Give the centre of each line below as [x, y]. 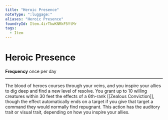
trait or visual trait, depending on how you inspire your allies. [67, 112]
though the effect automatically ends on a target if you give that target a [79, 101]
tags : [11, 28]
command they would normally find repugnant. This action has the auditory [82, 107]
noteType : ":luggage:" [29, 14]
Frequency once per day [31, 71]
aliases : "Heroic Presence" [34, 19]
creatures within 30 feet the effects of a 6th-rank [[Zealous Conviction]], [80, 96]
